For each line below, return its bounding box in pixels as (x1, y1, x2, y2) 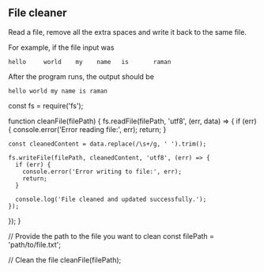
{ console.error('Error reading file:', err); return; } (8, 124, 167, 134)
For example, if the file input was (8, 43, 115, 52)
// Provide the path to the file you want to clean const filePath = (8, 231, 215, 240)
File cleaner (8, 6, 67, 20)
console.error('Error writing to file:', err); (22, 168, 182, 176)
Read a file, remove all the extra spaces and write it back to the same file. (8, 27, 247, 36)
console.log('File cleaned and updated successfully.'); (15, 195, 207, 203)
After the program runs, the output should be (8, 71, 154, 81)
